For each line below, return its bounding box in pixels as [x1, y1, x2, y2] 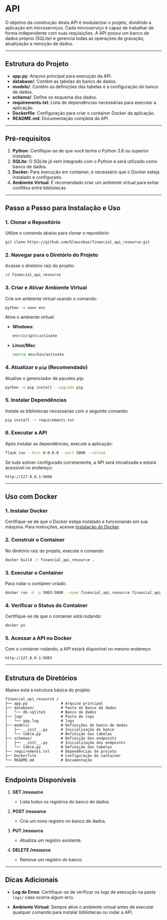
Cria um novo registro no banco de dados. [19, 818, 107, 824]
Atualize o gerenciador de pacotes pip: [5, 375, 84, 381]
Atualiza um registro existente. [19, 837, 82, 843]
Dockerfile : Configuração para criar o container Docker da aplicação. [12, 110, 155, 116]
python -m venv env [5, 305, 46, 310]
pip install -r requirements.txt [5, 417, 75, 422]
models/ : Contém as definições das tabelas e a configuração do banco [12, 83, 159, 90]
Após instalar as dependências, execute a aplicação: [5, 440, 113, 446]
